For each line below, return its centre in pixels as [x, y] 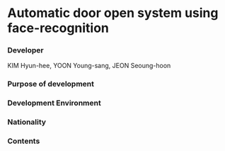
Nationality [27, 122]
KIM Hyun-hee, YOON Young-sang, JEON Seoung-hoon [89, 66]
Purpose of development [51, 84]
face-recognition [58, 28]
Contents [24, 141]
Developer [25, 50]
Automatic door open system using [113, 13]
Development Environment [54, 103]
